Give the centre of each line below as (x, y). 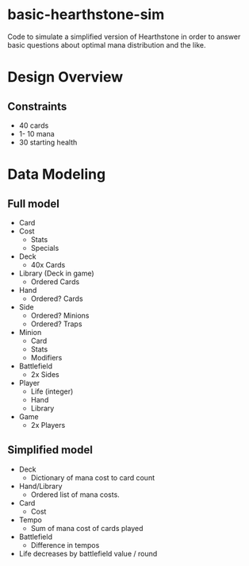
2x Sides (45, 374)
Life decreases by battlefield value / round (88, 553)
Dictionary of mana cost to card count (93, 477)
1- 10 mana (36, 133)
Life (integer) (52, 391)
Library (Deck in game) (56, 273)
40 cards (34, 125)
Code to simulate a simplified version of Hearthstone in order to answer (124, 37)
